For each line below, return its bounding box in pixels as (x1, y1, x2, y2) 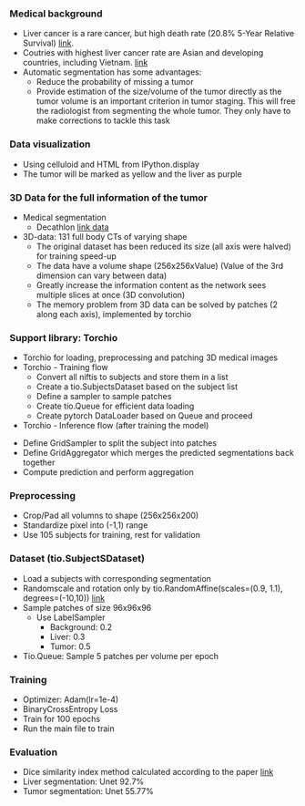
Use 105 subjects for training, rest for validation (22, 530, 200, 541)
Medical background (9, 7, 103, 20)
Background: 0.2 (49, 621, 112, 632)
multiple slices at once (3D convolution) (36, 289, 186, 300)
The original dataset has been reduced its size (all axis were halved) (36, 241, 291, 252)
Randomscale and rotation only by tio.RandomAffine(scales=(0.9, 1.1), (22, 583, 284, 594)
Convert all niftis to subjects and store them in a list (36, 372, 229, 383)
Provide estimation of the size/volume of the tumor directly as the (36, 86, 282, 98)
